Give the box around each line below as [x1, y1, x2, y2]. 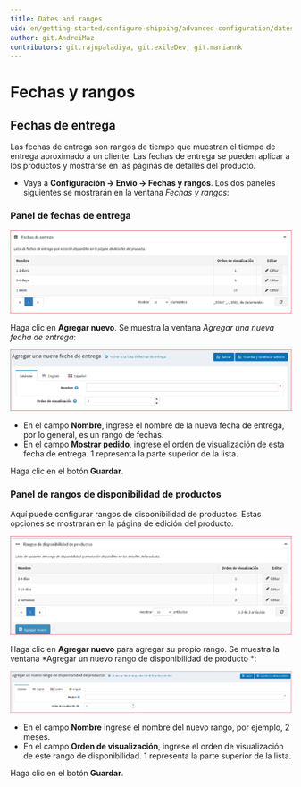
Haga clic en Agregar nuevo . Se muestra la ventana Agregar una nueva [10, 322, 275, 332]
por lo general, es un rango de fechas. [22, 430, 164, 440]
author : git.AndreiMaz [10, 33, 95, 42]
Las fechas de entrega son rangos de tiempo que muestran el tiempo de [10, 141, 276, 152]
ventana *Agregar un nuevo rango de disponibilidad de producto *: [10, 653, 257, 664]
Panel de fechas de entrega [10, 210, 132, 222]
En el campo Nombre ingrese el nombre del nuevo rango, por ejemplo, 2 [22, 722, 290, 733]
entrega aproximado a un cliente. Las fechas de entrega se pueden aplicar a [10, 151, 290, 162]
